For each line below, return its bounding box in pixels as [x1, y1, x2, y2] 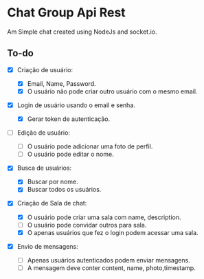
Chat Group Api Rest [7, 5, 126, 21]
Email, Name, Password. [27, 79, 96, 87]
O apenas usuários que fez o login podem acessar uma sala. [27, 228, 199, 236]
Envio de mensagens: [16, 242, 78, 250]
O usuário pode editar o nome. [27, 150, 115, 159]
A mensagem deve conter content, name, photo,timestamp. [27, 263, 196, 272]
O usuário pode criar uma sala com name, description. [27, 213, 181, 221]
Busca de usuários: [16, 164, 72, 172]
